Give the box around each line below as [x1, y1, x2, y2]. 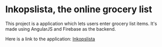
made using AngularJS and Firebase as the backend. [5, 26, 116, 32]
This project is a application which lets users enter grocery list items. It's [5, 20, 157, 27]
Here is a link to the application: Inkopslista [5, 36, 95, 42]
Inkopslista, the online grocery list [5, 4, 152, 15]
